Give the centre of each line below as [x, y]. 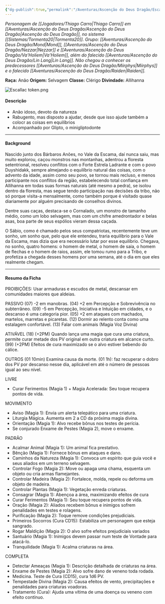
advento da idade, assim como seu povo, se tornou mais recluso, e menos [80, 175]
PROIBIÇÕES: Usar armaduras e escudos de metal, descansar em [71, 289]
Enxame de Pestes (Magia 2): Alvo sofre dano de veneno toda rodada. [83, 571]
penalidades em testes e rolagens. [47, 510]
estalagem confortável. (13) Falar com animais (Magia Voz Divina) [71, 324]
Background [18, 144]
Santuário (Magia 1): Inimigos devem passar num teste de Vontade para [84, 537]
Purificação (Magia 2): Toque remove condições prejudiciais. [74, 516]
